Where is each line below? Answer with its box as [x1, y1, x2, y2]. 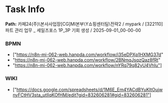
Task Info [5, 4, 45, 15]
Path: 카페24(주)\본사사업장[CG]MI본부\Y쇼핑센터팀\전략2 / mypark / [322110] [5, 21, 163, 27]
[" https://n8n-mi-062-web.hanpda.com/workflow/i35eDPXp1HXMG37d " [12, 51, 163, 58]
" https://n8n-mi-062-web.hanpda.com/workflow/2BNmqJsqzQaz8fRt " [12, 57, 161, 63]
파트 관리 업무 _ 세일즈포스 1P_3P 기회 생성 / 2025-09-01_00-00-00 [5, 27, 141, 33]
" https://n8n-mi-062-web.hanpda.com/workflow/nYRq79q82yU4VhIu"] [12, 62, 162, 69]
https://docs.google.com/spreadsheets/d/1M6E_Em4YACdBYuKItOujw [16, 86, 163, 92]
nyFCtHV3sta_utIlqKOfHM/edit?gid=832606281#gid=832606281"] [12, 92, 152, 98]
